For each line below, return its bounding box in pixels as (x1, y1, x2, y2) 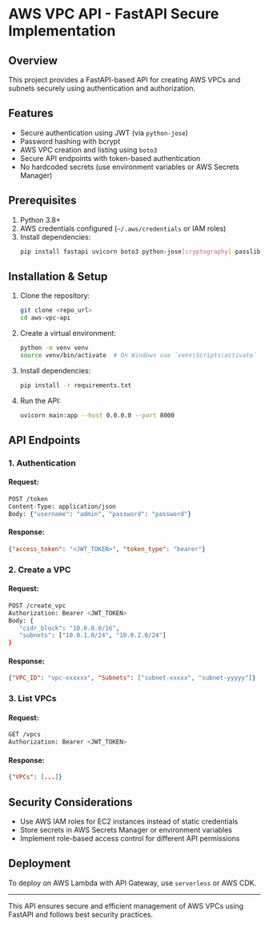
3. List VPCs (8, 693, 57, 704)
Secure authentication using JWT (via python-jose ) (19, 127, 188, 137)
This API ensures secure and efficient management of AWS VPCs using (8, 901, 244, 910)
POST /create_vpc (8, 602, 66, 610)
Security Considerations (8, 795, 134, 809)
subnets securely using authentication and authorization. (8, 83, 196, 93)
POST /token (8, 495, 48, 503)
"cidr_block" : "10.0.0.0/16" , (18, 624, 120, 632)
